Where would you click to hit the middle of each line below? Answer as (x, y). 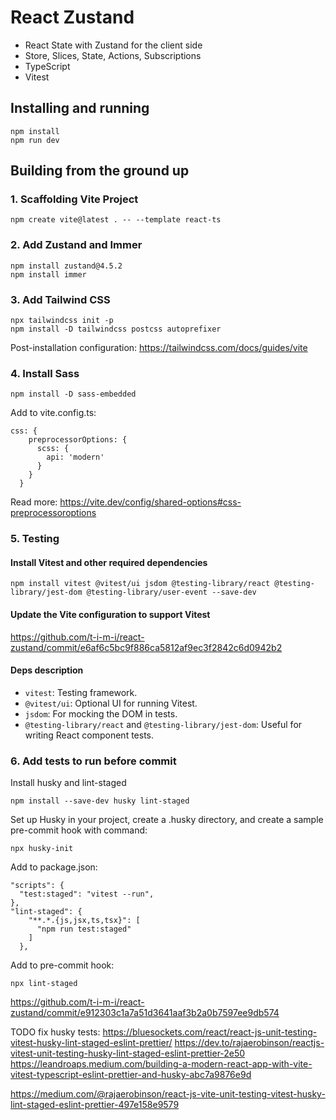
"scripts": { (37, 886)
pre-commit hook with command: (79, 830)
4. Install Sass (45, 373)
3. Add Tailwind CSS (60, 299)
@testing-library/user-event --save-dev (171, 592)
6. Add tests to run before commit (93, 761)
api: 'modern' (75, 457)
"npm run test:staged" (84, 929)
